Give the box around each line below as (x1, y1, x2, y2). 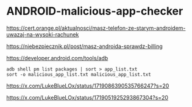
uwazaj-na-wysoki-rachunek (6, 30, 79, 38)
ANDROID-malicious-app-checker (6, 4, 183, 18)
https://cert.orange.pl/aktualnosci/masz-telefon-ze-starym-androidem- (6, 24, 186, 32)
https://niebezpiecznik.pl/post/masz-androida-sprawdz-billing (6, 43, 163, 50)
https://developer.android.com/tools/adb (6, 54, 108, 61)
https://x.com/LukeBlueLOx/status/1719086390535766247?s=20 (6, 82, 169, 89)
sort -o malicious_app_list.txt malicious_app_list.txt (6, 71, 151, 77)
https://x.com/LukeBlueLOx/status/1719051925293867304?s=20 (6, 94, 169, 101)
